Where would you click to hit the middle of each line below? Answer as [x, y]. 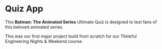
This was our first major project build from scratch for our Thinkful [71, 36]
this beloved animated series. [34, 27]
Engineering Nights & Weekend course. [44, 41]
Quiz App [24, 9]
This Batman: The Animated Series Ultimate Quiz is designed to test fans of [81, 22]
